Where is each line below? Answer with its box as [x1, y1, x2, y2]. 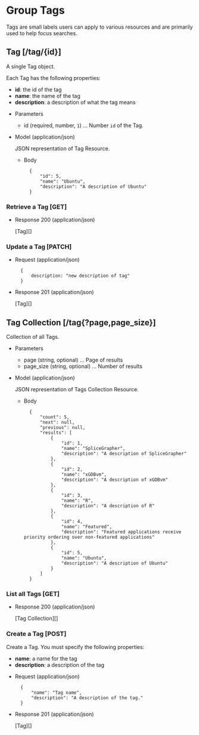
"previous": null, [39, 425, 86, 431]
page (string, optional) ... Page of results [23, 356, 123, 364]
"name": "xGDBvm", [61, 472, 107, 478]
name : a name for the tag [14, 654, 77, 662]
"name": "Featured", [61, 524, 112, 530]
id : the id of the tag [14, 86, 62, 93]
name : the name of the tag [14, 92, 80, 99]
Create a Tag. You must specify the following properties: [6, 643, 145, 650]
